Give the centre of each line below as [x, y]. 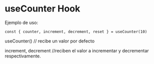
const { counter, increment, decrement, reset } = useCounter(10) [76, 31]
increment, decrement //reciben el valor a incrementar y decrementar [77, 50]
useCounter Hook [42, 9]
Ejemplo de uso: [21, 22]
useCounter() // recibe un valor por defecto [50, 41]
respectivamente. [23, 56]
